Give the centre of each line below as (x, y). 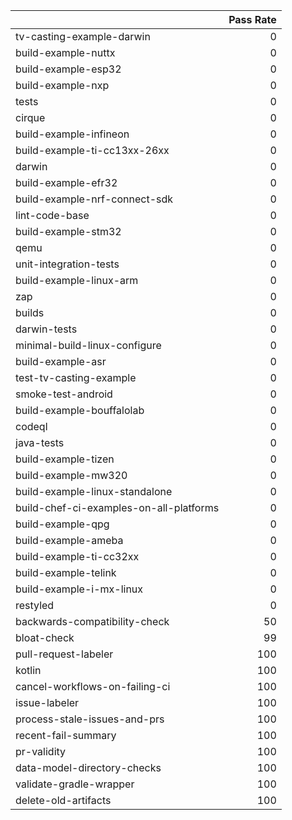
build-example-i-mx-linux (79, 589)
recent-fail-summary (66, 735)
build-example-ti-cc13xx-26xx (92, 150)
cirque (30, 117)
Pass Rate (252, 19)
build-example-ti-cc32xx (77, 556)
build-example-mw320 (71, 475)
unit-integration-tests (67, 264)
